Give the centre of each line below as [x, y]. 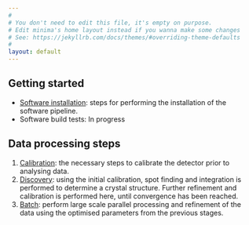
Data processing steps [64, 144]
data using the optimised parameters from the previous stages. [121, 212]
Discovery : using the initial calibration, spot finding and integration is [130, 179]
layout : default [35, 52]
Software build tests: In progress [72, 119]
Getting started [46, 83]
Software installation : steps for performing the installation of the [123, 102]
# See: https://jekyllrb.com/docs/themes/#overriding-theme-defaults [124, 37]
